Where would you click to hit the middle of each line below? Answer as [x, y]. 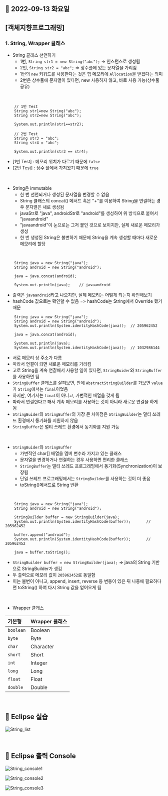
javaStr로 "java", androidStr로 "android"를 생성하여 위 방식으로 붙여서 [89, 213]
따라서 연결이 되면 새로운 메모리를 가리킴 [52, 364]
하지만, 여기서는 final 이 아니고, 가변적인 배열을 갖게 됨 [66, 395]
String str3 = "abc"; [36, 139]
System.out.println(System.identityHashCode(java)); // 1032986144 [87, 348]
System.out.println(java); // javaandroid [62, 285]
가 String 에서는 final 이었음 [40, 389]
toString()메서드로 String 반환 [49, 485]
